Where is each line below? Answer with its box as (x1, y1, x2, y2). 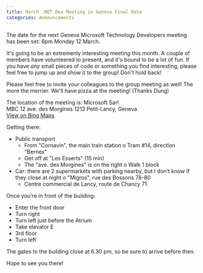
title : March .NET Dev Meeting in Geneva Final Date (6, 8, 142, 15)
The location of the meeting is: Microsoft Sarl (6, 98, 119, 106)
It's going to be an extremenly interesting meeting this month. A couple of (6, 49, 190, 56)
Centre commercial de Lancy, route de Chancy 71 (24, 180, 147, 187)
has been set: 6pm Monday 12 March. (6, 38, 101, 45)
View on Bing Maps (6, 112, 55, 119)
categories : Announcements (6, 15, 75, 21)
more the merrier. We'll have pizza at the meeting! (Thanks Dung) (6, 87, 170, 94)
